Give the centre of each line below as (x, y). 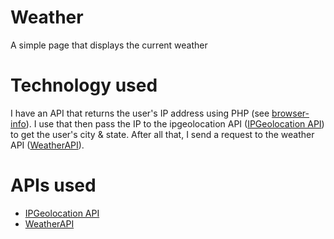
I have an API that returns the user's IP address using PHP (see (140, 113)
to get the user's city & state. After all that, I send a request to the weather (162, 134)
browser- (290, 113)
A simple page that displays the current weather (109, 45)
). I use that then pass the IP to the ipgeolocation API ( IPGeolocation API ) (175, 123)
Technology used (84, 85)
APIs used (53, 185)
